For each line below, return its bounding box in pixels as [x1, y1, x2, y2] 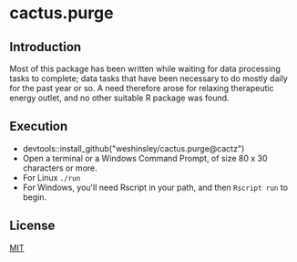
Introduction [9, 39, 82, 55]
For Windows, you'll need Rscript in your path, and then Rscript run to [22, 182, 289, 193]
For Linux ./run [22, 172, 81, 183]
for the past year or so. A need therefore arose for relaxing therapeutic [9, 83, 274, 93]
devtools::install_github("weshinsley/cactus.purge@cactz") [22, 142, 245, 153]
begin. [22, 191, 47, 203]
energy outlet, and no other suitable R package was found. [9, 92, 230, 103]
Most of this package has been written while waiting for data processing [9, 63, 281, 74]
